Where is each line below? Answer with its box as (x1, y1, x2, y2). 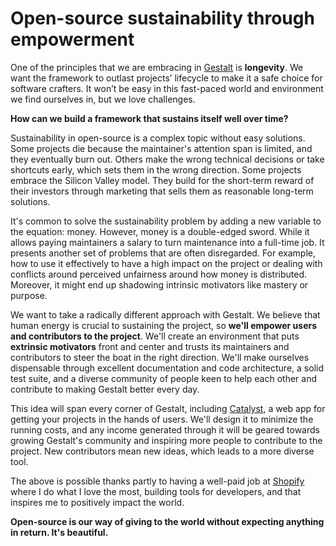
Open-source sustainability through (10, 7, 315, 30)
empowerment (10, 28, 135, 51)
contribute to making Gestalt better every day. (10, 383, 200, 395)
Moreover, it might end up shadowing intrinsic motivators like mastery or (10, 278, 309, 291)
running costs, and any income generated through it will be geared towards (10, 423, 320, 436)
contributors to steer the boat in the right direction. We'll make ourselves (10, 351, 310, 363)
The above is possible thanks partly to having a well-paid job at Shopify (10, 475, 305, 487)
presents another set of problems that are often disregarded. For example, (10, 247, 316, 259)
